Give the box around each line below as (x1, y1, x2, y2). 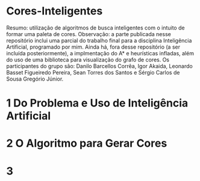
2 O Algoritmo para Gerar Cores (6, 137, 167, 150)
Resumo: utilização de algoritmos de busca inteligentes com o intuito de (6, 24, 185, 31)
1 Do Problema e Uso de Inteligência (6, 96, 189, 110)
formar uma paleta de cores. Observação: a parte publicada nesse (6, 30, 172, 37)
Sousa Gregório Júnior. (6, 75, 64, 82)
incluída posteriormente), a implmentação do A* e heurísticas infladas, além (6, 49, 195, 57)
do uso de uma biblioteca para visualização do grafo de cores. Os (6, 56, 170, 63)
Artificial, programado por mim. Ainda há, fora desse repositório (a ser (6, 43, 181, 51)
